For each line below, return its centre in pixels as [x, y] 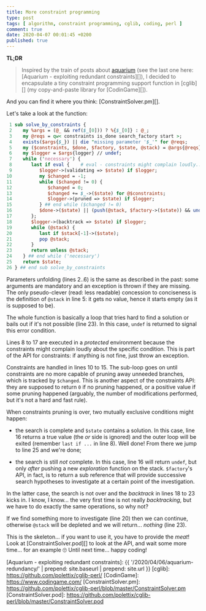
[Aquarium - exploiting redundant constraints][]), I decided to [99, 77]
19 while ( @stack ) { [41, 227]
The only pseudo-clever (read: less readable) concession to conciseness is [101, 292]
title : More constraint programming [53, 12]
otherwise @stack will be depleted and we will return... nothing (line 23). [97, 525]
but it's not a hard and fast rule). [47, 400]
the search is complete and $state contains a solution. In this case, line [105, 430]
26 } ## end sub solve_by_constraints [56, 267]
